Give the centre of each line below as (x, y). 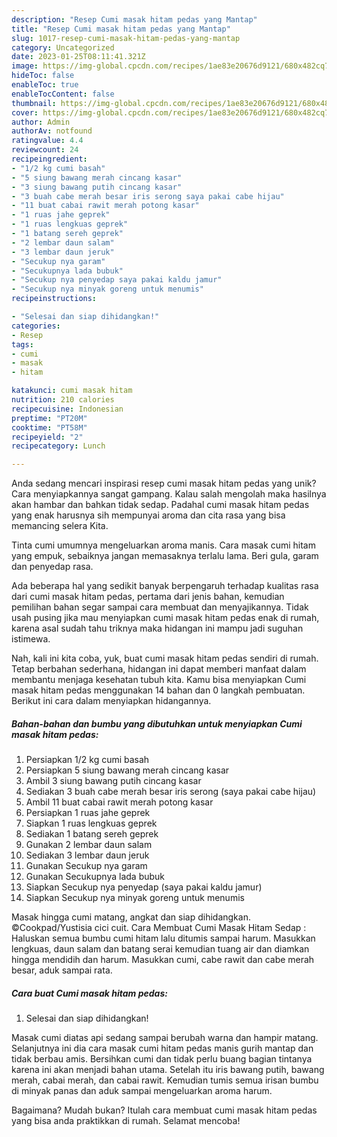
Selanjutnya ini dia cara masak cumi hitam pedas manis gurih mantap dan (162, 1048)
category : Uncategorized (63, 47)
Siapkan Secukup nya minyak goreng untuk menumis (135, 898)
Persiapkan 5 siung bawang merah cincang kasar (127, 770)
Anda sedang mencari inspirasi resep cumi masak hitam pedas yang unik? (164, 483)
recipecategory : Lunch (58, 446)
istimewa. (31, 639)
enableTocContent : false (63, 94)
